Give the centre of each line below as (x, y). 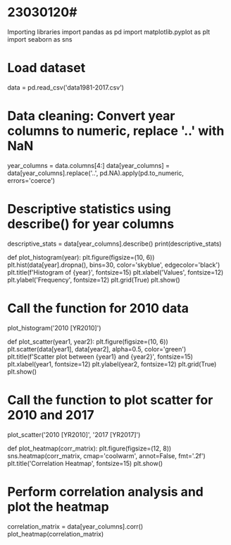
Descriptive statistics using (89, 209)
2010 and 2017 (51, 415)
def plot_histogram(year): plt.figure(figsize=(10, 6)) (81, 257)
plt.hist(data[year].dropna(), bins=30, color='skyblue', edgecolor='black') (114, 265)
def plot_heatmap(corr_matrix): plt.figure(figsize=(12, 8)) (89, 448)
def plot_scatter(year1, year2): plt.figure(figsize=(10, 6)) (88, 341)
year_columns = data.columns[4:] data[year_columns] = (89, 165)
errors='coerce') (31, 180)
